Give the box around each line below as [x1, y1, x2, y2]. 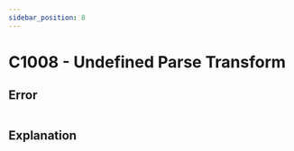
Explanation [8, 128, 78, 144]
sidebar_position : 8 [8, 13, 87, 22]
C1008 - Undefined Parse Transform [8, 51, 286, 72]
